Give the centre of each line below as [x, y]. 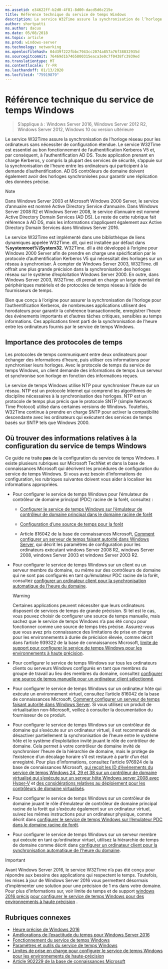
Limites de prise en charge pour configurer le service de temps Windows [87, 951]
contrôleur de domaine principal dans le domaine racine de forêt [86, 514]
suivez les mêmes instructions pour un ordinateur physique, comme [82, 814]
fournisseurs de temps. [29, 290]
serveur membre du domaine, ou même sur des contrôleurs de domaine [86, 570]
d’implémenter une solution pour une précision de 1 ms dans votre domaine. [83, 886]
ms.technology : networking [33, 47]
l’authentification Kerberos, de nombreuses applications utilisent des [76, 305]
